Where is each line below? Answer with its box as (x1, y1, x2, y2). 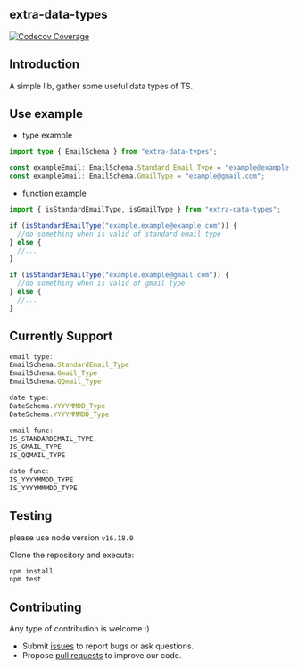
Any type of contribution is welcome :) (9, 623, 150, 634)
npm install (9, 566, 54, 575)
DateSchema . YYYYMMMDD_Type (9, 410, 110, 419)
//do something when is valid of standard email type (17, 230, 221, 238)
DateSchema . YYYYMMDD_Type (9, 401, 105, 410)
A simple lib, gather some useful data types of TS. (9, 80, 194, 91)
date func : (9, 467, 50, 476)
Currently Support (9, 329, 113, 344)
